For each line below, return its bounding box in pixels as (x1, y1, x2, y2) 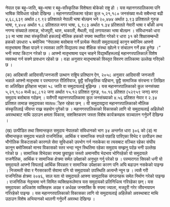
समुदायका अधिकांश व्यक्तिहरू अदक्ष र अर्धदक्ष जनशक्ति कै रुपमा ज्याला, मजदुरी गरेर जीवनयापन (5, 185, 155, 190)
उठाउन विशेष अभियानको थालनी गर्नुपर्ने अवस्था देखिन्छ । (5, 196, 95, 202)
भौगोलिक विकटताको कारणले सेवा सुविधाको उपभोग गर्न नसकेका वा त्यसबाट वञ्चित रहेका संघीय (5, 139, 156, 145)
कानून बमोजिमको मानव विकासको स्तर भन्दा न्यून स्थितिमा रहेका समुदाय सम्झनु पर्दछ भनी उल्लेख (5, 145, 156, 150)
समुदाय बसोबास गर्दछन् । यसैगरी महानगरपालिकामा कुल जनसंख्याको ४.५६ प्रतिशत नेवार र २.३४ (5, 95, 158, 101)
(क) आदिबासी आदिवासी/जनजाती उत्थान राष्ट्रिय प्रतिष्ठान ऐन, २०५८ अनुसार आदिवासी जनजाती (5, 72, 155, 78)
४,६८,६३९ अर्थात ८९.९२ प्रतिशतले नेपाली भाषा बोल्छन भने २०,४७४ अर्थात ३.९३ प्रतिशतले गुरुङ (5, 16, 159, 22)
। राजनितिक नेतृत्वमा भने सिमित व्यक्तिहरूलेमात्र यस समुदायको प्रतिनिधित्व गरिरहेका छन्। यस (5, 179, 153, 185)
